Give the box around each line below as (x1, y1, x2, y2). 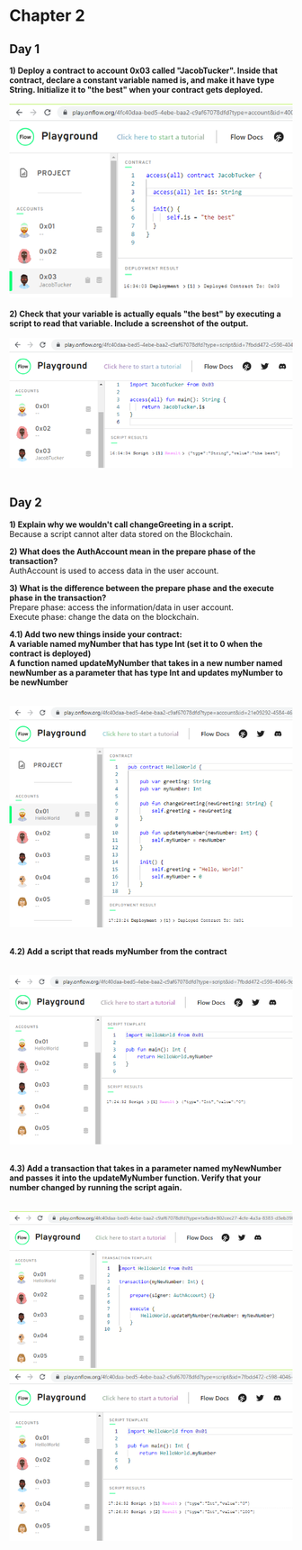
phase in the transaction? (9, 592, 107, 603)
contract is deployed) (9, 648, 92, 659)
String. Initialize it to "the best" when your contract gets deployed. (9, 85, 263, 95)
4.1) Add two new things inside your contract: (9, 628, 182, 640)
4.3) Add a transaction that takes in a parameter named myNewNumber (9, 1162, 282, 1173)
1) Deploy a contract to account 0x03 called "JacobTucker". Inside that (9, 65, 279, 76)
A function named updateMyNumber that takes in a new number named (9, 657, 283, 668)
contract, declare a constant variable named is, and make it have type (9, 75, 275, 86)
